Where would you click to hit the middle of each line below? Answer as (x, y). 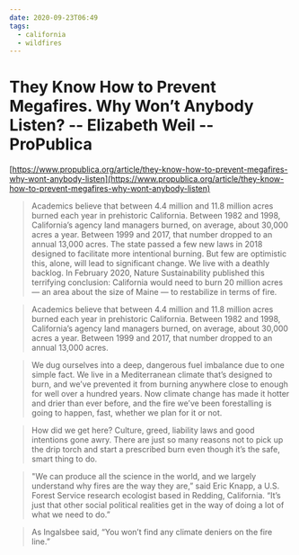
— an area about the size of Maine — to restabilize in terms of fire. (154, 292)
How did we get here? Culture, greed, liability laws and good (143, 430)
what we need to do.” (70, 515)
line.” (41, 542)
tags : (19, 26)
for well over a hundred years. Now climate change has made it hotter (160, 394)
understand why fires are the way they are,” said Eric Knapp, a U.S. (155, 486)
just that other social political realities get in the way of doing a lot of (158, 506)
